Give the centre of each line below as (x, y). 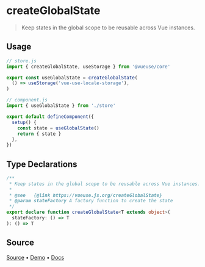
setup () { (24, 122)
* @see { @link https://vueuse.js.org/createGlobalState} (86, 195)
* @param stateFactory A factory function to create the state (91, 201)
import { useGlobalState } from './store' (61, 106)
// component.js (27, 100)
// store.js (21, 61)
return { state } (39, 134)
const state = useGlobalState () (58, 128)
